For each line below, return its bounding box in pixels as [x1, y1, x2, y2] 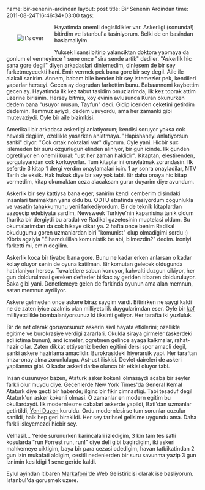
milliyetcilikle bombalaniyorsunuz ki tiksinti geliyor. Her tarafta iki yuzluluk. [6, 311, 193, 319]
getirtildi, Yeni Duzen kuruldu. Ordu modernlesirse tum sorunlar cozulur [6, 407, 186, 414]
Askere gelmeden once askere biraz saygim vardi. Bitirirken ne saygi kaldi [6, 298, 192, 306]
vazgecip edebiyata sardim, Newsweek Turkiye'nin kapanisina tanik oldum [6, 209, 194, 217]
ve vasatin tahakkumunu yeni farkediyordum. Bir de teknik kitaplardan [6, 203, 182, 210]
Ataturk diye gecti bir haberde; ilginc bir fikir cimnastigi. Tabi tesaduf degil [6, 387, 193, 395]
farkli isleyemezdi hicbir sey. [6, 420, 78, 427]
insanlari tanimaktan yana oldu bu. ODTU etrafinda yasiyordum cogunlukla [6, 196, 194, 203]
